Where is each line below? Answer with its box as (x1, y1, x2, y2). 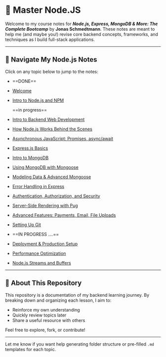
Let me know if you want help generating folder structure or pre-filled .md (5, 341, 155, 347)
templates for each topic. (5, 346, 56, 352)
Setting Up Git (12, 222, 41, 228)
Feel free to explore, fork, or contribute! (5, 327, 85, 333)
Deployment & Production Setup (12, 240, 78, 246)
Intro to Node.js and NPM (12, 97, 64, 103)
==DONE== (12, 78, 37, 84)
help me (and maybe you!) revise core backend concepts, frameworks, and (5, 31, 158, 37)
